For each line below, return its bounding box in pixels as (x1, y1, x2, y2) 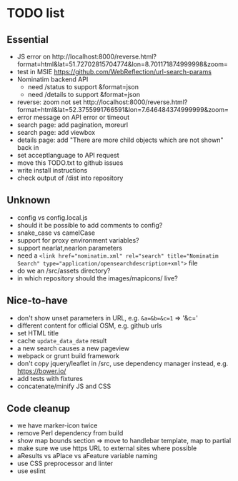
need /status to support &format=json (27, 83, 139, 91)
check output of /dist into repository (16, 173, 124, 182)
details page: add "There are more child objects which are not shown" (16, 136, 224, 144)
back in (16, 143, 39, 151)
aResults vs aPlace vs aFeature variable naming (16, 452, 158, 460)
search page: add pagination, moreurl (16, 121, 129, 129)
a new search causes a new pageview (16, 344, 130, 353)
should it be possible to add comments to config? (16, 221, 163, 229)
